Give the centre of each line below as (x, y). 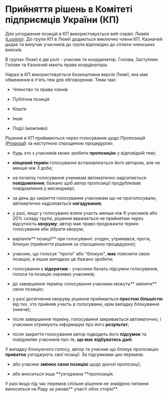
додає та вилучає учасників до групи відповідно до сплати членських (80, 44)
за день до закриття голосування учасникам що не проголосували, (84, 198)
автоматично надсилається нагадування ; (57, 203)
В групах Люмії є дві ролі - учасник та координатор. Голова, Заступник (82, 59)
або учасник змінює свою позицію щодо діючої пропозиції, (77, 364)
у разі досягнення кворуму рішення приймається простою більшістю (87, 298)
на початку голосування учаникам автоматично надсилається (79, 177)
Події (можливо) (30, 128)
